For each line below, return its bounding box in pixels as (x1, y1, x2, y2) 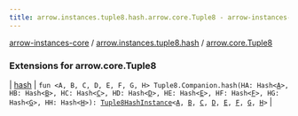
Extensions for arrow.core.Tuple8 (9, 59, 157, 72)
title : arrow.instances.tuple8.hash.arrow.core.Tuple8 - (9, 12, 224, 22)
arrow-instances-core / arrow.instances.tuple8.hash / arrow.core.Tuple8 (9, 37, 273, 48)
